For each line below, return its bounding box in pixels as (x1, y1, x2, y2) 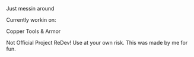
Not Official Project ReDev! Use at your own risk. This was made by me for (6, 39, 188, 46)
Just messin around (6, 5, 55, 12)
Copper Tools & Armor (6, 28, 61, 35)
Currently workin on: (6, 16, 56, 23)
